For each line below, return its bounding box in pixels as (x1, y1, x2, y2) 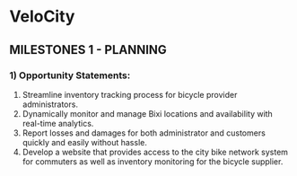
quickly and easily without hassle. (22, 136, 148, 147)
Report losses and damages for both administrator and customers (22, 128, 266, 138)
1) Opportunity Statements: (9, 69, 131, 82)
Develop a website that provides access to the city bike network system (22, 146, 289, 157)
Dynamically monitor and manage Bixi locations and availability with (22, 108, 274, 119)
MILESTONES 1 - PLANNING (9, 42, 168, 57)
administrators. (22, 99, 79, 110)
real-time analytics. (22, 118, 94, 128)
